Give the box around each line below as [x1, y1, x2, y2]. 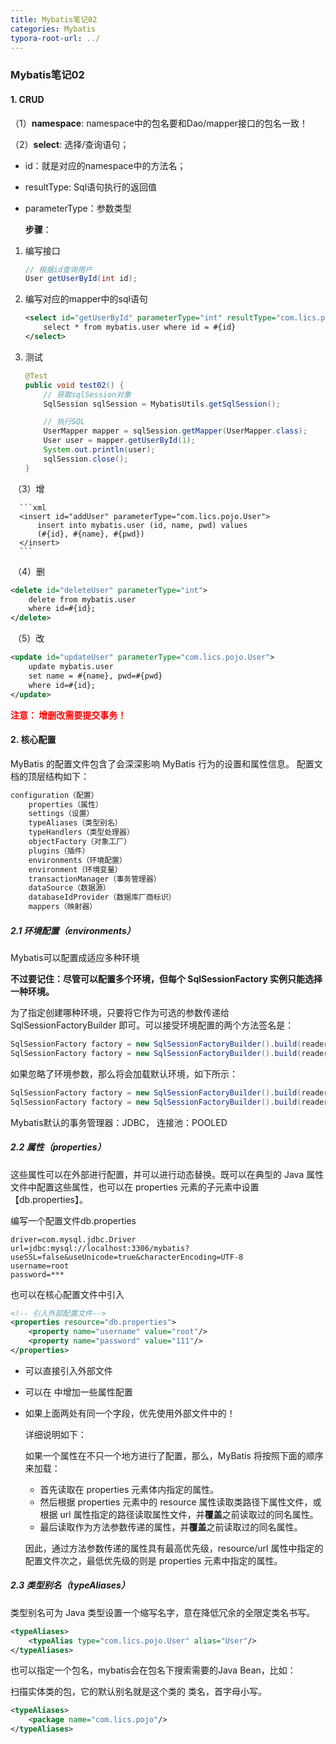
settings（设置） [28, 809, 95, 819]
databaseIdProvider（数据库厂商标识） [28, 892, 177, 903]
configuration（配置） [10, 790, 99, 800]
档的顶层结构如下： [10, 770, 90, 782]
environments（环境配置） [28, 855, 127, 865]
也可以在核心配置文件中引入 [10, 1288, 125, 1300]
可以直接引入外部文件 [24, 1364, 113, 1376]
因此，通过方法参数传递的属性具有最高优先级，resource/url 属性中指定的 [24, 1542, 324, 1554]
